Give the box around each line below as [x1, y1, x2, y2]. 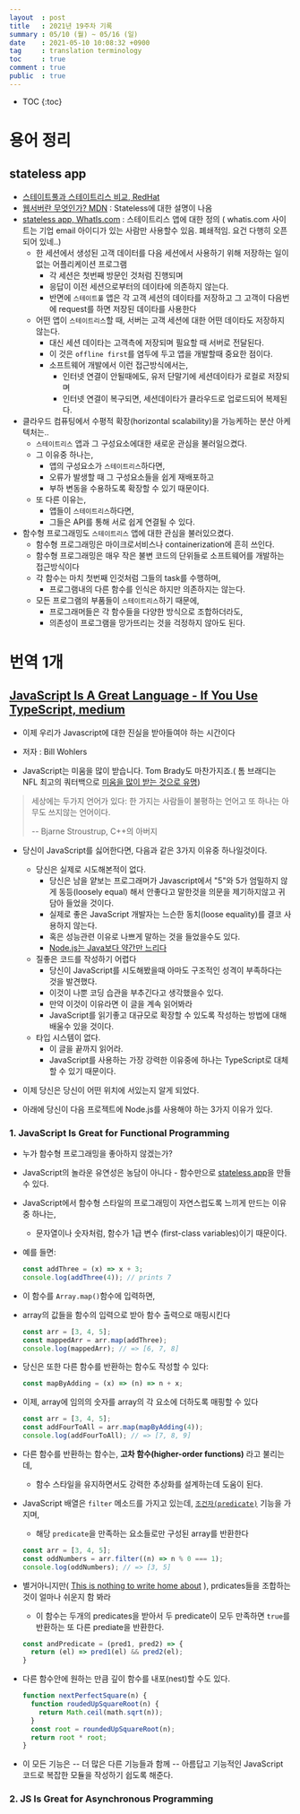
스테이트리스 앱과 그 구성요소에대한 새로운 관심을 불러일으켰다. [35, 438, 248, 448]
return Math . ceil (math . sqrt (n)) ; [39, 1707, 164, 1717]
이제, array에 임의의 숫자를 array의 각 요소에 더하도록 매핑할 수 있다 [21, 1396, 259, 1408]
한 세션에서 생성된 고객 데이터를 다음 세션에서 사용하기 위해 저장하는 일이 [35, 247, 289, 258]
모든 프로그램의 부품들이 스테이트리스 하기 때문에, [35, 595, 200, 605]
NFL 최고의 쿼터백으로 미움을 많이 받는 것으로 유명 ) [21, 777, 201, 787]
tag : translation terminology [9, 47, 142, 56]
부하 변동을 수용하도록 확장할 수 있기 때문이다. [48, 482, 210, 493]
